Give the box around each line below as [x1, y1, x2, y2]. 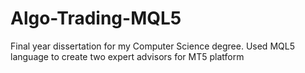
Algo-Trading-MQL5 [10, 7, 182, 30]
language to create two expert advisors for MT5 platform [10, 50, 245, 62]
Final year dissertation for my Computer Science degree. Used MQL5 [10, 40, 295, 52]
